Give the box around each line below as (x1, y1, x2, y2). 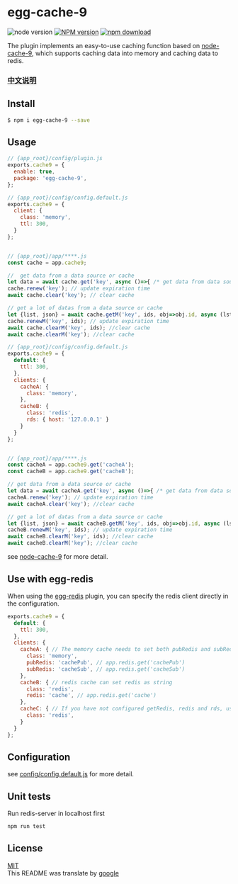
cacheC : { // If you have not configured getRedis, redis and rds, (20, 705, 223, 713)
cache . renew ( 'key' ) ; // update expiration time (7, 285, 151, 293)
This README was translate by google (7, 868, 119, 877)
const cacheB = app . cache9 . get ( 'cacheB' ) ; (7, 468, 135, 475)
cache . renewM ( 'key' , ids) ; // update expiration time (7, 317, 170, 324)
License (7, 842, 43, 854)
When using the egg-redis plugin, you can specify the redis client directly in (7, 591, 229, 600)
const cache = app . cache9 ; (7, 259, 87, 266)
